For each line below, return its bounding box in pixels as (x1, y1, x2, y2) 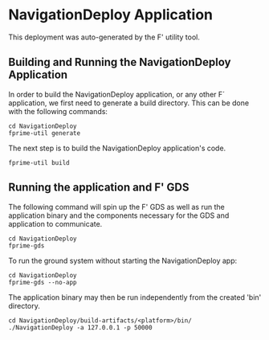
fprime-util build (8, 158, 70, 166)
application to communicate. (8, 219, 103, 228)
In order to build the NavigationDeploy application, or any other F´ (8, 89, 226, 99)
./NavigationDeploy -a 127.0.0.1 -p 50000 (8, 323, 153, 331)
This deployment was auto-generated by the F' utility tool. (8, 32, 201, 42)
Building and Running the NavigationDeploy (8, 55, 231, 69)
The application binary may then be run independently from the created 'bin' (8, 292, 262, 302)
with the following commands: (8, 106, 108, 116)
